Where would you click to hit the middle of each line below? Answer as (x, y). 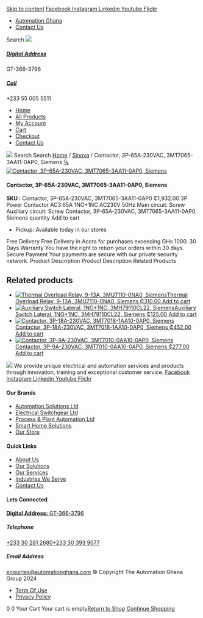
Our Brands (21, 392)
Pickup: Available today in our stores (61, 230)
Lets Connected (27, 499)
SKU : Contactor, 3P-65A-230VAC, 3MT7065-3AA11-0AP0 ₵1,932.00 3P (97, 198)
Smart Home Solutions (43, 426)
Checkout (27, 136)
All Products (30, 117)
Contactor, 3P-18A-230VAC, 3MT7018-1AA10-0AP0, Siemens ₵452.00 (103, 327)
